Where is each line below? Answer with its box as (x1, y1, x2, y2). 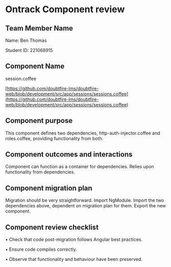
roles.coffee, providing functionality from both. (5, 135, 104, 141)
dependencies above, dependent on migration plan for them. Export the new (5, 203, 166, 209)
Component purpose (5, 116, 73, 125)
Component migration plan (5, 183, 93, 192)
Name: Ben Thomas (5, 37, 47, 43)
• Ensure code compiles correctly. (5, 246, 78, 253)
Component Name (5, 62, 65, 71)
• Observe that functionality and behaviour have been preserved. (5, 256, 143, 262)
